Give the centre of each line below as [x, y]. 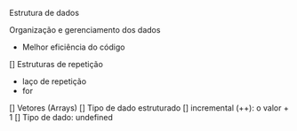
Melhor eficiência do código [73, 47]
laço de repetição [54, 81]
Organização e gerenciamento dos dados [85, 30]
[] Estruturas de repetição [56, 64]
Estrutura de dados [44, 13]
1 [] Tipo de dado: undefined [61, 117]
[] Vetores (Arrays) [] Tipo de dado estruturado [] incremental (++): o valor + [149, 108]
